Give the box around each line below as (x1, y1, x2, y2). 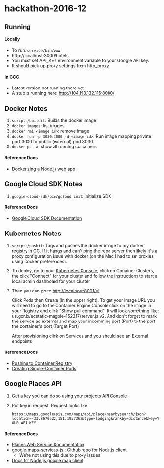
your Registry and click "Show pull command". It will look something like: (11, 308, 159, 314)
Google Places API (4, 380, 62, 388)
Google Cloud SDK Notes (4, 180, 82, 188)
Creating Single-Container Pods (11, 366, 77, 372)
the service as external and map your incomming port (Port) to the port (11, 318, 156, 324)
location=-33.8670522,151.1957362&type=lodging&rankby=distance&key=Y (11, 416, 160, 421)
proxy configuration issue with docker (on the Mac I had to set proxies (11, 253, 154, 259)
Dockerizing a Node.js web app (11, 166, 76, 172)
